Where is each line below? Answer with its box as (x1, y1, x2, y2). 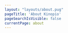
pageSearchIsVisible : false (4, 16, 62, 21)
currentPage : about (4, 20, 44, 26)
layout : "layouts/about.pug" (4, 7, 64, 12)
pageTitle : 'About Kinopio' (4, 12, 62, 16)
